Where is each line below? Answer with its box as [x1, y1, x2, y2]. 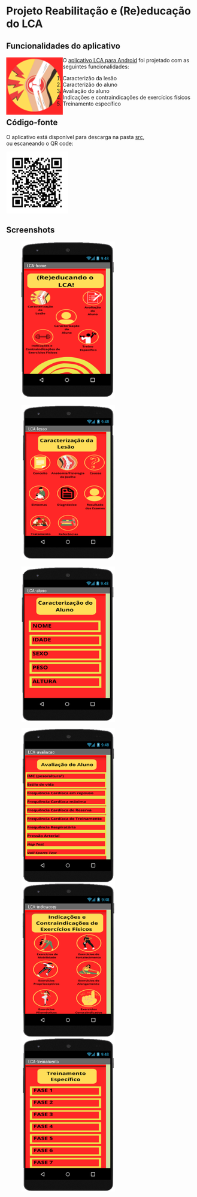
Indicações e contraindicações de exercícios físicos [62, 94, 190, 101]
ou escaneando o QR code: [6, 140, 74, 147]
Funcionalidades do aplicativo [6, 41, 121, 51]
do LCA [6, 17, 43, 31]
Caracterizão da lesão [62, 75, 117, 82]
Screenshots [6, 225, 55, 235]
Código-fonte [6, 117, 58, 128]
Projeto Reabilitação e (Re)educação [6, 4, 192, 18]
